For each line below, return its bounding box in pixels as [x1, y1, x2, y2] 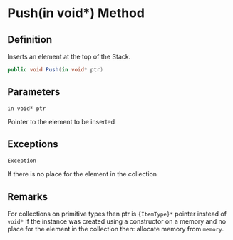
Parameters [7, 86, 61, 98]
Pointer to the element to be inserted [7, 117, 115, 126]
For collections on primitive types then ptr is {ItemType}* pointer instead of [7, 209, 227, 219]
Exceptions [7, 138, 58, 151]
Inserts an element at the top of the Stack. [7, 52, 131, 61]
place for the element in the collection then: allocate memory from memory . [7, 225, 224, 234]
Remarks [7, 191, 48, 203]
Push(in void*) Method [7, 5, 145, 21]
